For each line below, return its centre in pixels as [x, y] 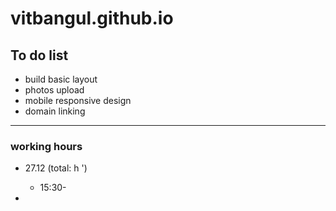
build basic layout [61, 79]
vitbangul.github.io [92, 18]
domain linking [55, 111]
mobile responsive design [78, 100]
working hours [46, 146]
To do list [39, 55]
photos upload [54, 90]
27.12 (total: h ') [56, 168]
